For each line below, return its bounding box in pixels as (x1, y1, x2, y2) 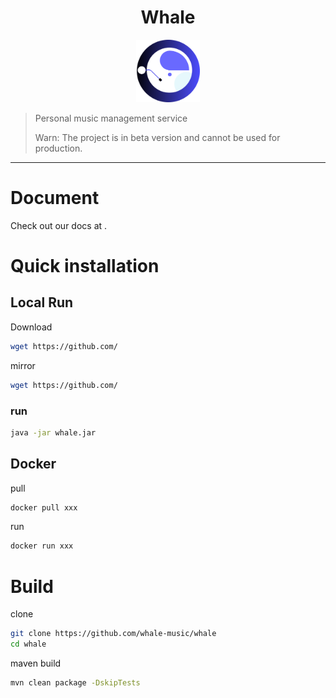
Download (10, 321, 53, 333)
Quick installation (10, 255, 160, 278)
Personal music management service (34, 112, 188, 124)
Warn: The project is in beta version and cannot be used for (34, 131, 281, 143)
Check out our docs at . (10, 219, 108, 231)
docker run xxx (10, 541, 74, 551)
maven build (10, 657, 62, 670)
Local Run (10, 294, 74, 311)
